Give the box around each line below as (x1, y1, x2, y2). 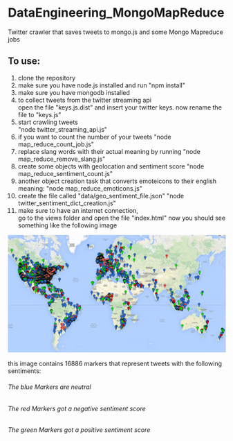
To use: (8, 55, 41, 67)
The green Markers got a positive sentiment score (8, 426, 151, 434)
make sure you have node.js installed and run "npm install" (17, 81, 186, 89)
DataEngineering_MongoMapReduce (8, 5, 225, 21)
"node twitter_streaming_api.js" (17, 125, 108, 133)
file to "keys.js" (17, 110, 62, 119)
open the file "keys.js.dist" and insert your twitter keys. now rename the (17, 103, 222, 112)
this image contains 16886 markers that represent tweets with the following (8, 359, 223, 368)
